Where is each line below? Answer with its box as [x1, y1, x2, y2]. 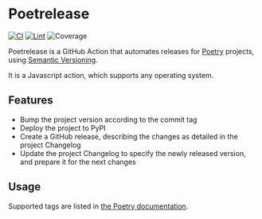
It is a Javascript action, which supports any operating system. [8, 70, 214, 80]
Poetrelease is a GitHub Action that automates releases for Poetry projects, [8, 46, 255, 56]
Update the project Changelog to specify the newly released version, [19, 148, 246, 158]
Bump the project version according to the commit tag [19, 115, 197, 124]
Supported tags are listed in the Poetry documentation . [8, 201, 189, 211]
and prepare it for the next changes [19, 157, 137, 166]
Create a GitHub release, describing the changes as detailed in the [19, 131, 239, 141]
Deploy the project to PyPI [19, 123, 106, 132]
